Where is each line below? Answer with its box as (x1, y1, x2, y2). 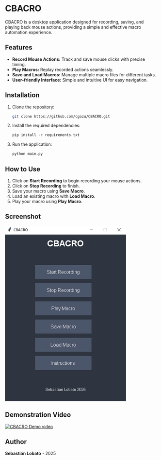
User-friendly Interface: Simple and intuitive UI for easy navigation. (12, 77, 148, 83)
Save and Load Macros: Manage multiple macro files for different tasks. (12, 71, 156, 78)
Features (5, 43, 32, 51)
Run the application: (12, 141, 52, 147)
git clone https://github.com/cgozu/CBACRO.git (12, 114, 110, 119)
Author (5, 438, 27, 446)
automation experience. (5, 29, 52, 35)
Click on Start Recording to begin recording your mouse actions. (12, 178, 142, 184)
